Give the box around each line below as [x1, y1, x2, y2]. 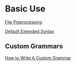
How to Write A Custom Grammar [5, 55, 71, 61]
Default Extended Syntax [5, 28, 54, 34]
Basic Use [5, 3, 46, 14]
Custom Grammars [5, 42, 63, 51]
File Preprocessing [5, 19, 42, 25]
